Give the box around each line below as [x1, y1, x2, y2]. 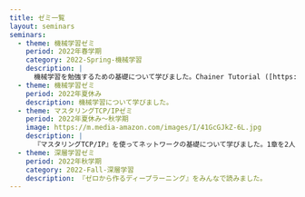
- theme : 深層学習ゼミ [17, 148, 95, 157]
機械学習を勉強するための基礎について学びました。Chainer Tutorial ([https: [33, 73, 298, 82]
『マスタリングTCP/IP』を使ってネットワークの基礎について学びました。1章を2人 [33, 140, 296, 149]
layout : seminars [9, 22, 75, 31]
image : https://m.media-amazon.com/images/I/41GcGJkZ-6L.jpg [25, 123, 261, 133]
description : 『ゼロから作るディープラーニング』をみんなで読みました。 [25, 173, 268, 182]
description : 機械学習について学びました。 [25, 97, 173, 107]
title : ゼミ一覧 [9, 13, 65, 23]
